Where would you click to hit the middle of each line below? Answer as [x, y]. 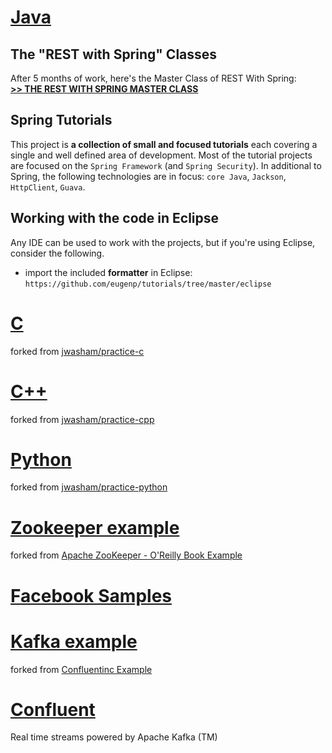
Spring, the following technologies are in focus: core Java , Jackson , [148, 176]
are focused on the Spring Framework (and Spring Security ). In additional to [166, 165]
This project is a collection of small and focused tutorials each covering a [164, 144]
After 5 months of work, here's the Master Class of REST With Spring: [153, 78]
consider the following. [57, 253]
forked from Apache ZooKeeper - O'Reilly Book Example [126, 555]
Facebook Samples [91, 595]
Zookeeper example [95, 527]
